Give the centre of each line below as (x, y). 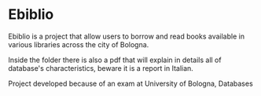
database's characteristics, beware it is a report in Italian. (101, 68)
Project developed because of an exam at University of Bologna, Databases (130, 83)
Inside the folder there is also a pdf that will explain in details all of (115, 60)
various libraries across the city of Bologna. (79, 44)
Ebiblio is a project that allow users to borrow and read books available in (127, 36)
